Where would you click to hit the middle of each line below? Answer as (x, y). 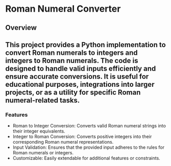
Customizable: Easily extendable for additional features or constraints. (87, 158)
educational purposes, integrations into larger (80, 84)
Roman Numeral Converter (63, 9)
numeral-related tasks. (43, 100)
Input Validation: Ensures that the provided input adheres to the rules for (89, 147)
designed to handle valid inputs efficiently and (81, 68)
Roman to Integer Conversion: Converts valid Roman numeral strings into (89, 126)
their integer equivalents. (39, 131)
